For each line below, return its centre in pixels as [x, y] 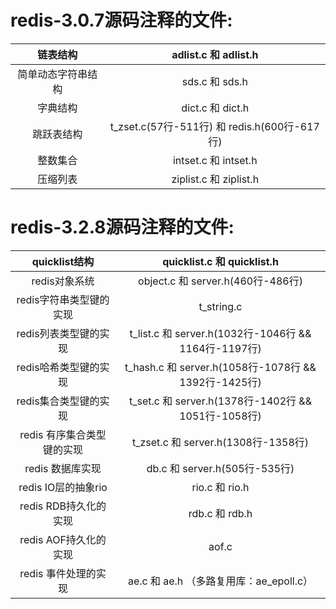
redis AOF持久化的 [63, 539]
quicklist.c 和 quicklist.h [220, 261]
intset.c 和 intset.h [215, 160]
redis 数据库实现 [63, 468]
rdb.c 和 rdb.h [220, 513]
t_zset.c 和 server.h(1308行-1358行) [220, 442]
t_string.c [220, 306]
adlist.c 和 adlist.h [215, 54]
